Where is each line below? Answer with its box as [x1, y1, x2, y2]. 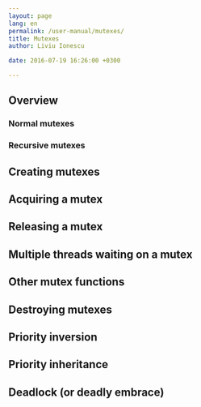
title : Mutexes [8, 34, 60, 43]
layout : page [8, 11, 52, 20]
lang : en [8, 19, 38, 28]
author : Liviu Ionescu [8, 42, 85, 50]
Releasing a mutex [8, 220, 103, 233]
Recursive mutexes [8, 139, 86, 151]
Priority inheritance [8, 358, 109, 371]
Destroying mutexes [8, 302, 113, 316]
